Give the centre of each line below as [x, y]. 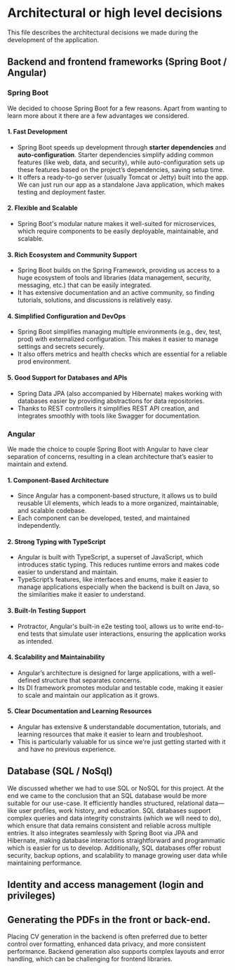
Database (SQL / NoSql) [60, 771]
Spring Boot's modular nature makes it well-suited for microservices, [117, 224]
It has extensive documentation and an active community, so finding [116, 293]
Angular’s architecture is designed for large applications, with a [108, 672]
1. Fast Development [38, 132]
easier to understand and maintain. [68, 572]
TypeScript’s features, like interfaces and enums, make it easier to [113, 580]
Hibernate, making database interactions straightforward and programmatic [116, 840]
